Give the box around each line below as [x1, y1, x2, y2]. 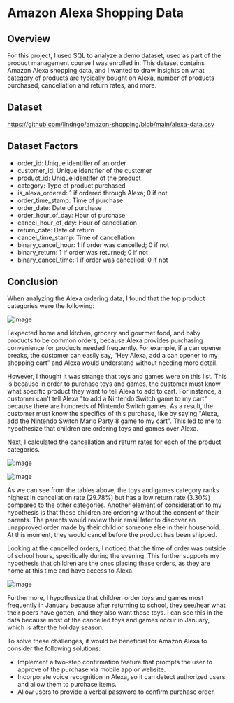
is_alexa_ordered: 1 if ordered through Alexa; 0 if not [17, 188, 168, 197]
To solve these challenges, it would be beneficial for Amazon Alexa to [7, 637, 207, 646]
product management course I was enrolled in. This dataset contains [7, 59, 205, 67]
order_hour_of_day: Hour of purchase [17, 211, 126, 219]
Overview [7, 33, 51, 45]
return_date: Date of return [17, 225, 94, 234]
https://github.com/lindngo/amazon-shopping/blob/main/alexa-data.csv [7, 120, 215, 128]
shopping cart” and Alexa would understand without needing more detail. [7, 359, 218, 367]
